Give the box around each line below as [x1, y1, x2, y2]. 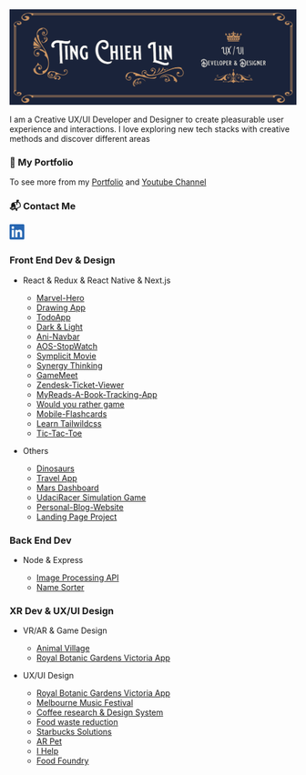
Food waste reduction [36, 717, 118, 728]
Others [22, 445, 49, 456]
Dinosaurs [36, 463, 75, 474]
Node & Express [22, 555, 84, 566]
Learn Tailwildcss [36, 418, 102, 428]
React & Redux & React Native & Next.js [22, 275, 171, 286]
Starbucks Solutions [36, 727, 112, 738]
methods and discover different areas [9, 133, 150, 144]
